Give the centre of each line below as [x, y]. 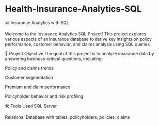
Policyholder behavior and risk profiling [44, 96]
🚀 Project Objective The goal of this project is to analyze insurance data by [79, 53]
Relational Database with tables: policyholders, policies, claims [68, 117]
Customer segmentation [29, 77]
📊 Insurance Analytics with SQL [37, 22]
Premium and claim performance [38, 87]
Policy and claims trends [30, 68]
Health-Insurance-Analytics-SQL [73, 9]
